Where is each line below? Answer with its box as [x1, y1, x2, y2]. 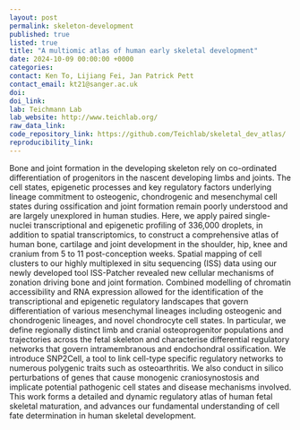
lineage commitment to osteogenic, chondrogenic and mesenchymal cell [9, 191, 278, 202]
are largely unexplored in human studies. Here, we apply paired [9, 210, 244, 220]
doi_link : [9, 96, 47, 106]
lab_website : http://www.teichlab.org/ [9, 113, 159, 122]
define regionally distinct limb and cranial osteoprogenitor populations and [9, 324, 284, 335]
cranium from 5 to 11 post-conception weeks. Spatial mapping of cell [9, 248, 262, 259]
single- [244, 210, 271, 220]
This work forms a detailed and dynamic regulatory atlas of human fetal [9, 391, 273, 401]
